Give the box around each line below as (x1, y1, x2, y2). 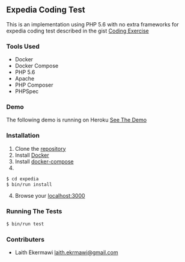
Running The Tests (6, 207, 62, 216)
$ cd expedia (6, 175, 39, 182)
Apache (14, 75, 35, 82)
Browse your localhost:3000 (14, 192, 85, 200)
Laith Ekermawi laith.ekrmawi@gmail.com (14, 249, 118, 256)
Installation (6, 132, 40, 140)
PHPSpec (14, 88, 39, 95)
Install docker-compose (14, 157, 74, 165)
